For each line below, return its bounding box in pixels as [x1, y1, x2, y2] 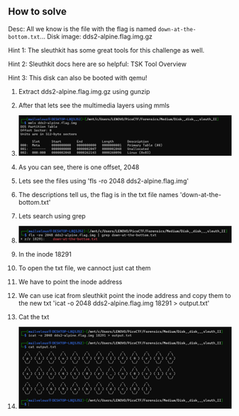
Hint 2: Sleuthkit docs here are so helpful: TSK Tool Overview [8, 60, 187, 68]
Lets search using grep [18, 212, 86, 220]
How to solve [8, 6, 67, 18]
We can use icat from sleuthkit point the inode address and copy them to [18, 291, 231, 299]
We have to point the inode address [18, 277, 123, 286]
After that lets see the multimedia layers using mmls [18, 101, 170, 110]
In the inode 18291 [18, 250, 72, 258]
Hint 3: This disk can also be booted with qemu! [8, 73, 148, 82]
